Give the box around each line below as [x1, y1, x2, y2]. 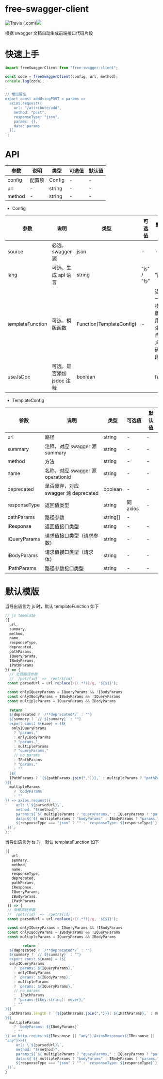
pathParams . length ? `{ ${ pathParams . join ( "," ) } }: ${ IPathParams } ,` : [9, 1011, 153, 1016]
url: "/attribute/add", [14, 105, 62, 110]
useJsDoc [7, 373, 31, 380]
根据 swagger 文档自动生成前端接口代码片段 [5, 30, 93, 36]
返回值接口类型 [45, 523, 79, 530]
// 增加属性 [5, 92, 27, 97]
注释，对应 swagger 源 [45, 443, 97, 450]
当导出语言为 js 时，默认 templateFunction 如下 [5, 604, 99, 609]
